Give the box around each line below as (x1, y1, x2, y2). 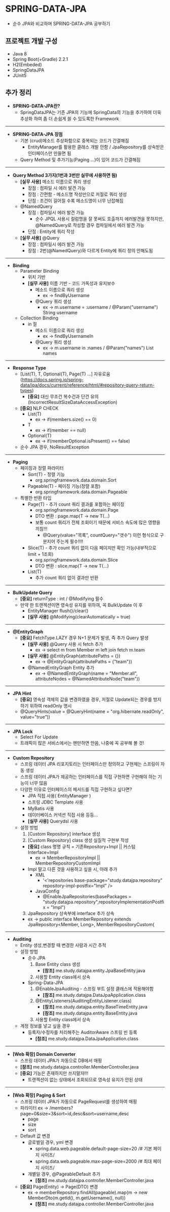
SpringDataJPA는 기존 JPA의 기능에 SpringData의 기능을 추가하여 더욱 (20, 109, 161, 115)
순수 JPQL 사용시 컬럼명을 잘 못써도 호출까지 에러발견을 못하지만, (35, 216, 164, 222)
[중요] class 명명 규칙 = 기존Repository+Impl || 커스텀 (27, 843, 136, 849)
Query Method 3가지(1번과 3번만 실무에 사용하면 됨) (12, 172, 117, 178)
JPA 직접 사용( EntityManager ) (27, 792, 91, 799)
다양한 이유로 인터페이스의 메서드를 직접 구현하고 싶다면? (20, 786, 133, 792)
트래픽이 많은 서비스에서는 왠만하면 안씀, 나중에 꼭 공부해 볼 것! (20, 740, 144, 746)
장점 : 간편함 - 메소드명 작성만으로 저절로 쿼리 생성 (27, 191, 127, 197)
